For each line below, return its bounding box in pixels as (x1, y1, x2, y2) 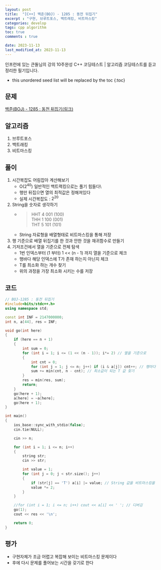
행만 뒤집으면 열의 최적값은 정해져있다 (19, 189, 91, 195)
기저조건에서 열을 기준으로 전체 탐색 (12, 244, 80, 250)
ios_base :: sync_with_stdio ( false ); (14, 423, 86, 428)
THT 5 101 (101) (31, 222, 62, 228)
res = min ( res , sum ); (22, 378, 66, 383)
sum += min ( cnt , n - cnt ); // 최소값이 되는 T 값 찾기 (30, 369, 134, 374)
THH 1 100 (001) (31, 217, 63, 222)
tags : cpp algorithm (5, 25, 47, 30)
